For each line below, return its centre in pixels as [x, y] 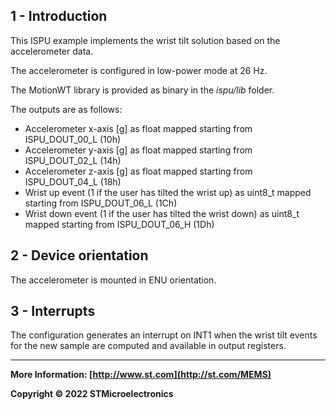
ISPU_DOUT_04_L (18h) [73, 181]
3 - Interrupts [53, 311]
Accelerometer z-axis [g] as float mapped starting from [138, 171]
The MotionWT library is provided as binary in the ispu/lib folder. [142, 90]
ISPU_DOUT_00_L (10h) [73, 139]
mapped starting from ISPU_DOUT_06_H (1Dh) [119, 224]
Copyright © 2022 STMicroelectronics [92, 394]
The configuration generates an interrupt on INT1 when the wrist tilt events [164, 335]
